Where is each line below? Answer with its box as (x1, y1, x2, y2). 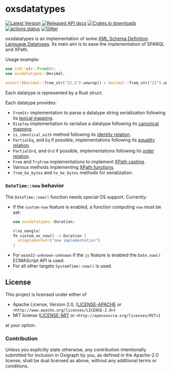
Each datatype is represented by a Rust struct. (5, 89, 103, 95)
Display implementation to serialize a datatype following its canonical (12, 120, 159, 126)
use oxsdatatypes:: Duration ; (12, 219, 75, 224)
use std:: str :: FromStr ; (5, 66, 56, 71)
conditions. (5, 363, 29, 369)
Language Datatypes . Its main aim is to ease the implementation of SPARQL (5, 41, 165, 47)
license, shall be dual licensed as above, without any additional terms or (5, 358, 157, 364)
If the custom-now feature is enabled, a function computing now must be (12, 204, 161, 210)
